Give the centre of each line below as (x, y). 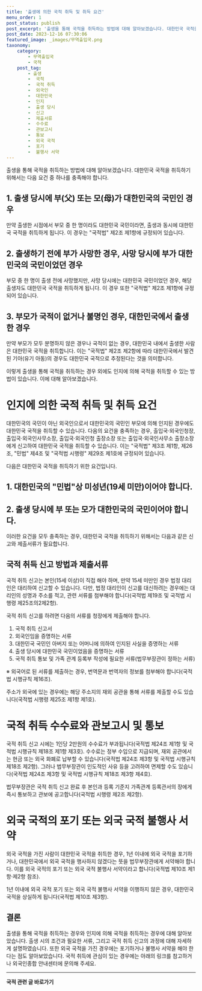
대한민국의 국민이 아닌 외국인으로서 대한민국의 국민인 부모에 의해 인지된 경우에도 (100, 423)
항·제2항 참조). (23, 876)
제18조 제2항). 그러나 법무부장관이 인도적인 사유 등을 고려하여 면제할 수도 (92, 766)
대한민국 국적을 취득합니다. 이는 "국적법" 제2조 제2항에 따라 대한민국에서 (97, 351)
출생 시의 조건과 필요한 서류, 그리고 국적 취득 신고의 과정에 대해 (102, 940)
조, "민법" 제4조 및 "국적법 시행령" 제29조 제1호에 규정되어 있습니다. (86, 453)
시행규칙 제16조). (32, 679)
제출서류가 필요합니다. (43, 544)
